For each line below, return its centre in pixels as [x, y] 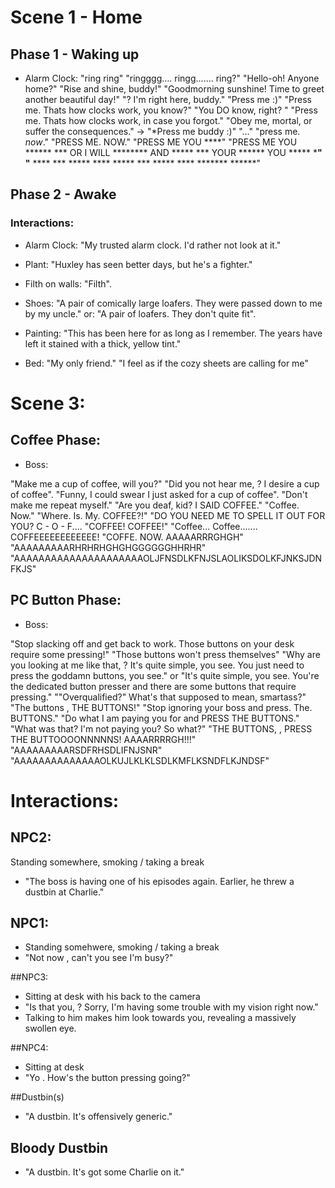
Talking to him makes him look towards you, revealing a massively [160, 1018]
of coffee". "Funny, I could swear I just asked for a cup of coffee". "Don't [159, 494]
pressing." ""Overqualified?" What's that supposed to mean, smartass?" [158, 697]
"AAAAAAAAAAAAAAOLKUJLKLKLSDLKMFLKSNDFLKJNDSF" [140, 760]
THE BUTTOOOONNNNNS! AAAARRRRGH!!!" [103, 739]
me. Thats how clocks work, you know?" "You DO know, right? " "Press [171, 110]
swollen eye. [50, 1028]
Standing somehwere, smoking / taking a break [122, 947]
